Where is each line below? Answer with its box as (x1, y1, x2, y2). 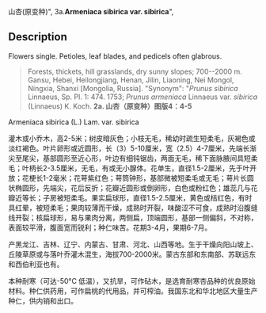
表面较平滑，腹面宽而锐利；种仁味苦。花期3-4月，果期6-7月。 (8, 223, 212, 232)
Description (8, 30, 67, 44)
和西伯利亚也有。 (8, 259, 64, 269)
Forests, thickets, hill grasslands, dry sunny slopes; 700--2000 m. (27, 67, 243, 76)
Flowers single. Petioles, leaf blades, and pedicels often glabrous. (8, 51, 222, 61)
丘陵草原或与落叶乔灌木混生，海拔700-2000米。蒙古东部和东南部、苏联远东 (8, 249, 256, 259)
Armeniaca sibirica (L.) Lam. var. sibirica (8, 117, 140, 127)
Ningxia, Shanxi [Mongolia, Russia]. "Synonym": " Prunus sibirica (27, 83, 239, 93)
